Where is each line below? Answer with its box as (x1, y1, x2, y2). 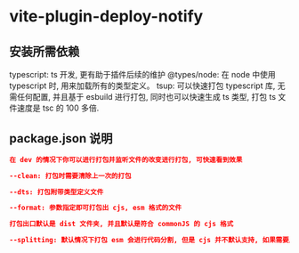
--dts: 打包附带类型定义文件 (9, 187, 104, 197)
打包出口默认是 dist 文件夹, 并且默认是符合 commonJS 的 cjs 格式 (9, 220, 234, 229)
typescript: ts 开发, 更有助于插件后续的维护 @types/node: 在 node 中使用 (9, 69, 276, 79)
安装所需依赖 (9, 44, 80, 59)
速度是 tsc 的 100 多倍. (16, 102, 100, 113)
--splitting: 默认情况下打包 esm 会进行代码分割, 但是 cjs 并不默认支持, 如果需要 (9, 236, 289, 245)
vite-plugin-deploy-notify (9, 6, 204, 27)
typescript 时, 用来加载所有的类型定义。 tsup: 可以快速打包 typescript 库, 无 (9, 80, 286, 91)
